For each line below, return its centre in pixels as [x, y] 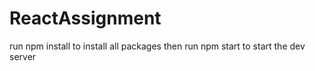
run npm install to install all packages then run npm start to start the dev [157, 46]
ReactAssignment [85, 18]
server [23, 56]
